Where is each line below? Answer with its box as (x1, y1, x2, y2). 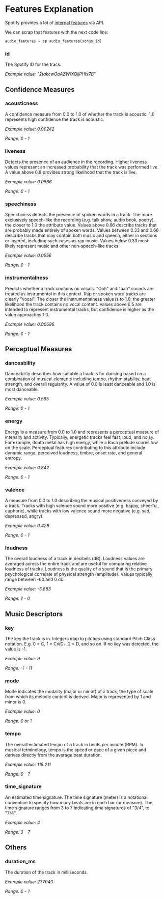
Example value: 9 (5, 655, 40, 661)
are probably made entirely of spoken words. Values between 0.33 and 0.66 (5, 227, 159, 233)
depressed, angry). (5, 513, 44, 519)
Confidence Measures (5, 85, 75, 94)
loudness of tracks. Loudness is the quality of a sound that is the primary (5, 566, 153, 572)
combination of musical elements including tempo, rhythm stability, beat (5, 376, 151, 382)
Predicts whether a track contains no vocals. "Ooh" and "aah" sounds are (5, 285, 154, 291)
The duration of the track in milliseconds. (5, 869, 88, 875)
